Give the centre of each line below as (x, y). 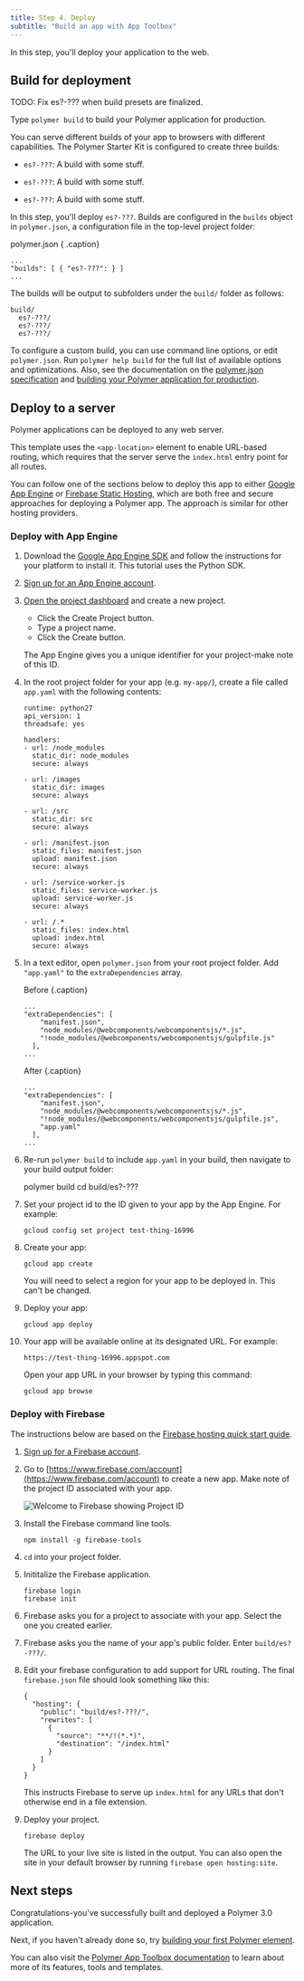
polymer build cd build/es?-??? (81, 1187)
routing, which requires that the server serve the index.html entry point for (149, 457)
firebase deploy (54, 1836)
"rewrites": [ (66, 1720)
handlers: (42, 740)
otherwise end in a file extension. (85, 1802)
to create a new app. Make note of (226, 1479)
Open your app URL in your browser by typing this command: (138, 1375)
